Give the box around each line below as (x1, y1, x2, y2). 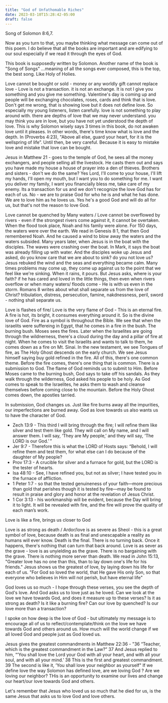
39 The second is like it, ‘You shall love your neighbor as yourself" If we (5, 662, 153, 668)
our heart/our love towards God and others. (5, 678, 95, 684)
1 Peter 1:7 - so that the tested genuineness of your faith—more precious (12, 481, 162, 487)
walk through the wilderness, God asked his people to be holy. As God (5, 376, 150, 382)
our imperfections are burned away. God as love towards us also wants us (5, 407, 158, 413)
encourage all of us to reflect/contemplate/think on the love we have (5, 621, 146, 627)
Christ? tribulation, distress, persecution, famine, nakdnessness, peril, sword (5, 292, 163, 298)
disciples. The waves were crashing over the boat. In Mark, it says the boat (5, 244, 160, 250)
